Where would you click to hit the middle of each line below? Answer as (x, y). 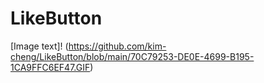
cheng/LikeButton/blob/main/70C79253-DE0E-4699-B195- (132, 56)
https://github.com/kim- (117, 46)
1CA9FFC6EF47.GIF (50, 67)
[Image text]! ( (39, 46)
